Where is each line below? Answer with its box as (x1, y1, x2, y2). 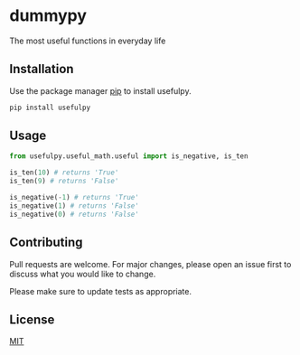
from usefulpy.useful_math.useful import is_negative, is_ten (9, 152, 248, 161)
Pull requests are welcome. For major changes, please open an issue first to (9, 258, 292, 269)
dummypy (9, 5, 88, 26)
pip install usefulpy (9, 103, 91, 112)
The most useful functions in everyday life (9, 35, 166, 46)
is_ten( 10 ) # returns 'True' (9, 168, 119, 177)
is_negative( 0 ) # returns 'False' (9, 210, 140, 219)
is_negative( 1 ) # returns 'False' (9, 201, 140, 210)
